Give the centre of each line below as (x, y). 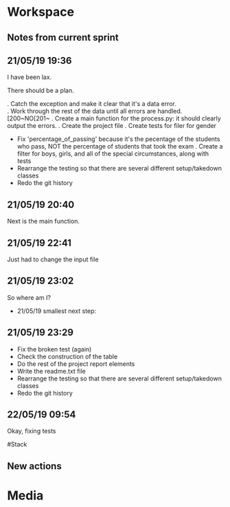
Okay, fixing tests (32, 431)
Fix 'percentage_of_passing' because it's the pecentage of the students (118, 139)
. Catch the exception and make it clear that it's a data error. (92, 104)
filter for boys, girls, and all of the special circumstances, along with (113, 154)
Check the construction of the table (67, 356)
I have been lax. (30, 77)
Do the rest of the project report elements (76, 364)
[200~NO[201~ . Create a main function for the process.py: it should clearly (114, 118)
